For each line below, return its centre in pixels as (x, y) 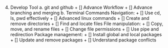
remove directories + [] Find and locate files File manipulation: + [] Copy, (87, 23)
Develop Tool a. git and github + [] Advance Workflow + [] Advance (81, 7)
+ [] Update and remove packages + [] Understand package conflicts (83, 40)
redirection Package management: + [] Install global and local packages (86, 34)
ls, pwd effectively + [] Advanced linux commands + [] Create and (80, 18)
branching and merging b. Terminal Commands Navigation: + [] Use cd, (86, 13)
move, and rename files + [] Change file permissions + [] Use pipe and (85, 29)
